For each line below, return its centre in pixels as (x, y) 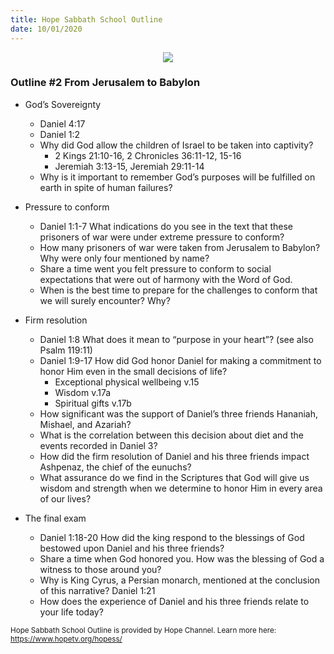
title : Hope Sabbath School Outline (86, 19)
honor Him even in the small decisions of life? (133, 371)
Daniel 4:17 (62, 123)
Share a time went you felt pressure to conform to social (155, 268)
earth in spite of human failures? (106, 187)
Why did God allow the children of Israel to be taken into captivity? (176, 145)
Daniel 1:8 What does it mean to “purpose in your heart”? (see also (176, 339)
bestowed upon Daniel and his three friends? (132, 548)
